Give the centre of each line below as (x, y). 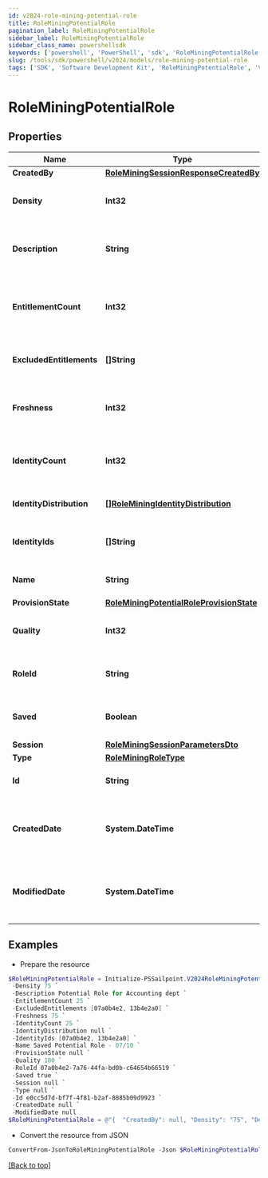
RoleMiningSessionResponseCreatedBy (182, 173)
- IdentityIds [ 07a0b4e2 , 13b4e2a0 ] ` (74, 1038)
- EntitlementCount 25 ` (51, 1001)
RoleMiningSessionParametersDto (172, 745)
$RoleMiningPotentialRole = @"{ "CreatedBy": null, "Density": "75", (128, 1120)
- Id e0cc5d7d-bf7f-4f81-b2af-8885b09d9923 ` (87, 1098)
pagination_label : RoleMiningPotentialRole (82, 30)
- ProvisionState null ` (51, 1053)
